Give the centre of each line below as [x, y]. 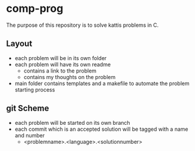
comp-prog [35, 9]
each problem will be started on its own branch [73, 122]
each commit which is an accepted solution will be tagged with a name [101, 129]
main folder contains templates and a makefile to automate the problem [102, 83]
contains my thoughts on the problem [70, 77]
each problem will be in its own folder [61, 58]
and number [30, 135]
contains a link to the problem [60, 71]
